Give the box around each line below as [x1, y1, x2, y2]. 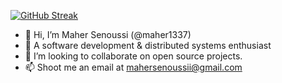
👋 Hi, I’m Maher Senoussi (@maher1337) [24, 29, 192, 40]
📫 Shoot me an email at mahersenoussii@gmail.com [24, 61, 243, 73]
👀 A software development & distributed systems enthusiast [24, 40, 272, 51]
